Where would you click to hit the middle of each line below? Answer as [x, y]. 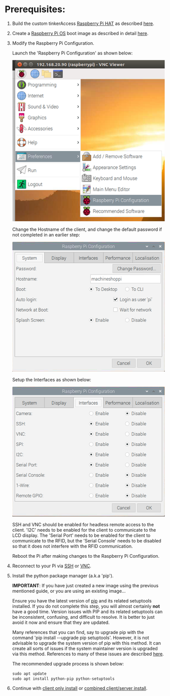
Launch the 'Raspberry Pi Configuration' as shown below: [72, 53]
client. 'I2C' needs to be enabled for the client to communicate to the [84, 530]
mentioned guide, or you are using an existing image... [69, 591]
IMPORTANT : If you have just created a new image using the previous [85, 586]
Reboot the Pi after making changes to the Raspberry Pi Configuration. [86, 556]
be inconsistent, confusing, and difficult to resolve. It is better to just [83, 617]
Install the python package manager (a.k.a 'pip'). [63, 576]
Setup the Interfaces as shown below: [52, 379]
